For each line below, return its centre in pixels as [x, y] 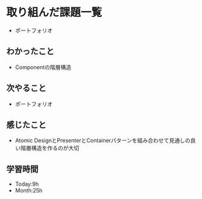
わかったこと [30, 51]
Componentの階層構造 [43, 67]
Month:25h [29, 191]
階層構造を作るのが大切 [50, 148]
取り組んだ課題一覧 [54, 12]
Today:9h [27, 184]
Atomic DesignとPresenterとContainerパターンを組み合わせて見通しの [103, 141]
